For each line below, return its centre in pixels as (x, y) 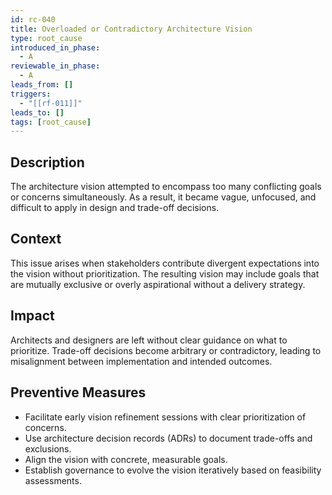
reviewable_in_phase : (55, 66)
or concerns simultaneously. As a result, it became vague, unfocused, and (163, 197)
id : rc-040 (33, 19)
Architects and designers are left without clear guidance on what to (149, 340)
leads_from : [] (42, 85)
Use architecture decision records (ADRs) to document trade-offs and (168, 438)
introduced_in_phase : (55, 47)
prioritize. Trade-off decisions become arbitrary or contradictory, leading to (166, 350)
